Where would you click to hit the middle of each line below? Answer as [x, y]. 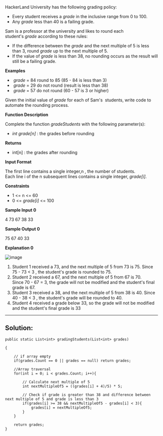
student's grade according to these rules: [47, 36]
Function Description [27, 115]
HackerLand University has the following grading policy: [61, 7]
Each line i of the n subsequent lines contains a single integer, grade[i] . [76, 177]
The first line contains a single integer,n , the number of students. [70, 171]
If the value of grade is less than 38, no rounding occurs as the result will [85, 56]
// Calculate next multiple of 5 [56, 382]
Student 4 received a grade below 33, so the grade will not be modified [83, 303]
